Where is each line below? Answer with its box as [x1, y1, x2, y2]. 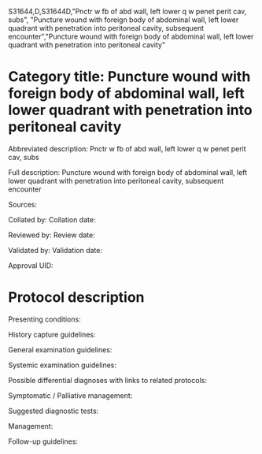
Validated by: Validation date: [8, 245, 102, 255]
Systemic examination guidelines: [8, 360, 116, 370]
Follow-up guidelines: [8, 437, 79, 446]
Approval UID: [8, 260, 54, 270]
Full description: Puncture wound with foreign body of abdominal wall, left [8, 167, 248, 177]
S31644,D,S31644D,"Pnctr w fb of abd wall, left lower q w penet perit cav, [8, 7, 247, 16]
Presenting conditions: [8, 314, 81, 324]
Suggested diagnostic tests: [8, 406, 99, 415]
